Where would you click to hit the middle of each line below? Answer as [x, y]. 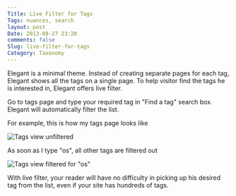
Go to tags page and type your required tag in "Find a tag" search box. [110, 102]
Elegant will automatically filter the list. [63, 109]
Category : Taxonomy [36, 54]
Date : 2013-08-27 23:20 [42, 33]
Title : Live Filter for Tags [50, 14]
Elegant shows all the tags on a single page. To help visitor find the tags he [116, 80]
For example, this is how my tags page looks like [78, 123]
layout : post [26, 27]
